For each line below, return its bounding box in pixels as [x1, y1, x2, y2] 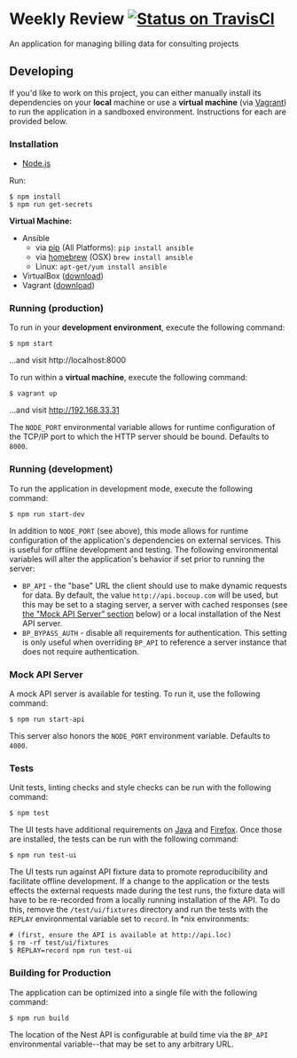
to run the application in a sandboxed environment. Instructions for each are [9, 106, 286, 117]
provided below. [9, 115, 68, 126]
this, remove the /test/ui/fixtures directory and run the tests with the [9, 905, 269, 915]
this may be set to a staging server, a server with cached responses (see [21, 599, 288, 609]
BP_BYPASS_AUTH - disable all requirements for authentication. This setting [21, 627, 287, 638]
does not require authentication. [21, 646, 140, 656]
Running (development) [9, 463, 113, 475]
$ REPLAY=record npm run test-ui [9, 946, 133, 955]
